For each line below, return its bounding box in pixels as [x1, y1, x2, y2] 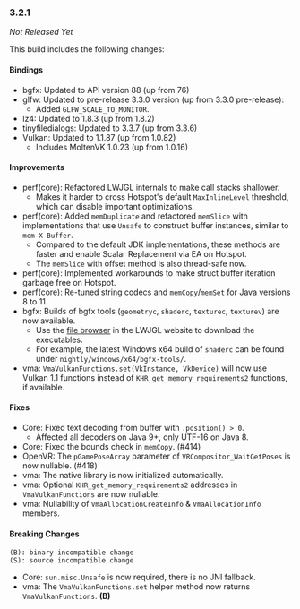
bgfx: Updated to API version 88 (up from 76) [21, 84, 190, 95]
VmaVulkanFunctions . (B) [21, 591, 111, 602]
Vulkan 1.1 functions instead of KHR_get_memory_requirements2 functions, [21, 372, 288, 382]
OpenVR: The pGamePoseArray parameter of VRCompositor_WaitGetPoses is [21, 450, 291, 461]
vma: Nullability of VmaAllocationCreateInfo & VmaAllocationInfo [21, 498, 261, 509]
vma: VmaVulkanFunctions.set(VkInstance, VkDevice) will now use [21, 363, 267, 373]
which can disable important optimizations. [35, 201, 195, 211]
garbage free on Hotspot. [21, 277, 116, 287]
